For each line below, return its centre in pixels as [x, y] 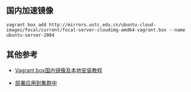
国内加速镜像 [30, 11]
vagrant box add [26, 25]
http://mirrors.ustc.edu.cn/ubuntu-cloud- [102, 25]
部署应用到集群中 [36, 83]
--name [177, 30]
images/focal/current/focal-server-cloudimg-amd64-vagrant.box [87, 30]
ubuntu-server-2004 [30, 35]
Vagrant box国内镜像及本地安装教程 [58, 70]
